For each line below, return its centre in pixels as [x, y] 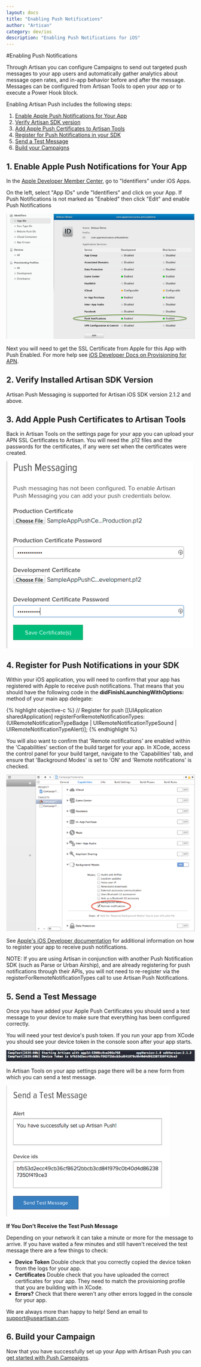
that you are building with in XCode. [59, 1287]
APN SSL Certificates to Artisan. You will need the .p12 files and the [89, 441]
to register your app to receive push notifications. [67, 947]
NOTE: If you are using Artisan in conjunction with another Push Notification [100, 959]
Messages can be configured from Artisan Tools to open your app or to [94, 86]
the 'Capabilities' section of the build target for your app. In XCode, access [98, 748]
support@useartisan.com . [38, 1318]
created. [16, 453]
